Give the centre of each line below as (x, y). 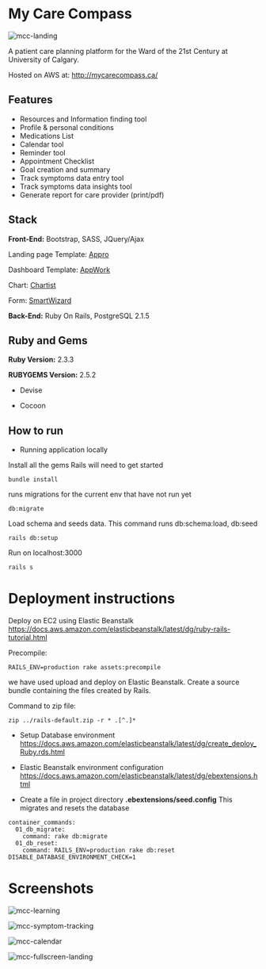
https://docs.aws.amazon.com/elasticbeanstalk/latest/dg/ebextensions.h (139, 776)
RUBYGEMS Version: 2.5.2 (52, 375)
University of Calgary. (44, 59)
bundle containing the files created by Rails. (80, 691)
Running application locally (64, 450)
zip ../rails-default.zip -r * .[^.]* (72, 721)
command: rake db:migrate (65, 837)
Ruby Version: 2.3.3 (41, 360)
